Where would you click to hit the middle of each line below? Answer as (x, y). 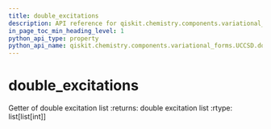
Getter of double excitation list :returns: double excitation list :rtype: (121, 108)
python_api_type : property (54, 38)
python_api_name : (38, 46)
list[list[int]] (27, 117)
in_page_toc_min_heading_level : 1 (67, 31)
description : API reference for (63, 23)
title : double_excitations (54, 16)
